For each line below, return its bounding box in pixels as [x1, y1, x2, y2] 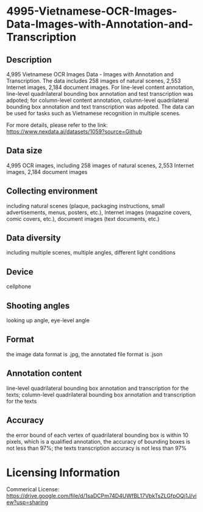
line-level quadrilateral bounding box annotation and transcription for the [6, 384, 189, 392]
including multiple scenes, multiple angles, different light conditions [6, 249, 176, 256]
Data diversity [6, 233, 61, 243]
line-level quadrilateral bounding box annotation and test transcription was [6, 90, 193, 97]
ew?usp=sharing [6, 499, 49, 506]
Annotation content [6, 368, 82, 379]
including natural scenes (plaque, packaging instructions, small [6, 202, 165, 209]
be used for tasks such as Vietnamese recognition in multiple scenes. [6, 110, 181, 117]
